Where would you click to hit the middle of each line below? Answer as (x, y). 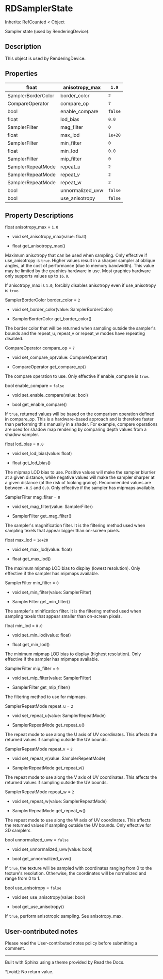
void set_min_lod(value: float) (41, 635)
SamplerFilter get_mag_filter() (42, 516)
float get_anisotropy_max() (39, 246)
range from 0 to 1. (23, 878)
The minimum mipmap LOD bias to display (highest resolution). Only (73, 654)
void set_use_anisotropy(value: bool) (49, 897)
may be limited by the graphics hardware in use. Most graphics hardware (78, 271)
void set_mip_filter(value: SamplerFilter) (52, 678)
